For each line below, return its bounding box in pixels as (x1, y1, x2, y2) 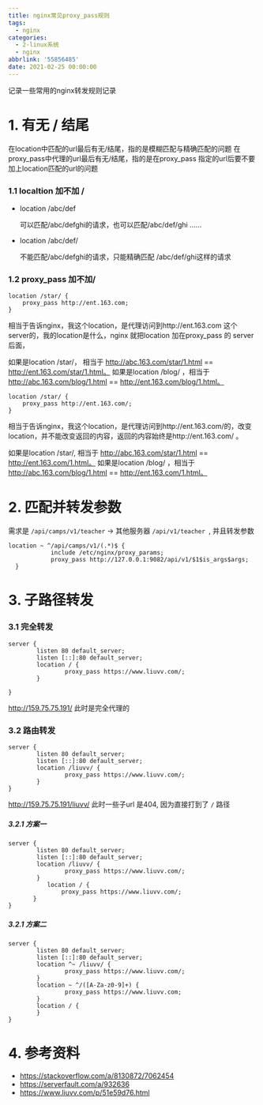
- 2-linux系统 (15, 41, 59, 49)
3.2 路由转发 (8, 724, 56, 735)
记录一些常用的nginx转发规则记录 (8, 85, 117, 95)
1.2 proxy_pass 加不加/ (8, 273, 96, 284)
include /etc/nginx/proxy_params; (50, 549, 164, 557)
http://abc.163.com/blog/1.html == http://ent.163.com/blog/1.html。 (8, 377, 225, 387)
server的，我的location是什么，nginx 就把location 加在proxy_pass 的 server (8, 331, 254, 340)
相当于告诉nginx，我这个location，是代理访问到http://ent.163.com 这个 (8, 321, 238, 330)
